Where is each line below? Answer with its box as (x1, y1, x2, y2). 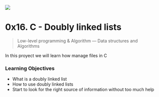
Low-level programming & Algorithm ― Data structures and (17, 37, 138, 44)
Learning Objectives (5, 65, 55, 71)
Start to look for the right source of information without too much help (12, 87, 155, 93)
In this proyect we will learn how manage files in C (5, 52, 107, 59)
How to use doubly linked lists (12, 81, 74, 87)
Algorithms (17, 43, 40, 49)
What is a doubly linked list (12, 76, 67, 82)
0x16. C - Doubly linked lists (5, 22, 122, 33)
